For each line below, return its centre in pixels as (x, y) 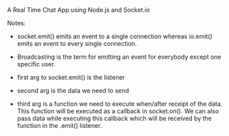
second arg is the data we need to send (73, 91)
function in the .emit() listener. (59, 125)
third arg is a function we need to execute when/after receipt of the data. (120, 104)
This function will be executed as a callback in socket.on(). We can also (118, 111)
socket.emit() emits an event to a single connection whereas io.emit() (114, 36)
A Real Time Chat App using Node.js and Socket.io (79, 10)
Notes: (16, 23)
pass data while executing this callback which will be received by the (114, 118)
